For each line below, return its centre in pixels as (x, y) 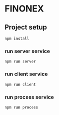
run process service (29, 97)
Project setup (26, 27)
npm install (17, 38)
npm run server (20, 61)
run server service (27, 51)
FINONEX (24, 9)
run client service (26, 74)
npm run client (20, 84)
